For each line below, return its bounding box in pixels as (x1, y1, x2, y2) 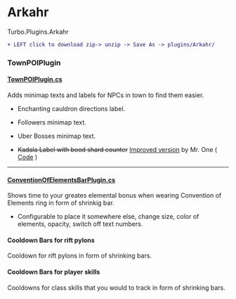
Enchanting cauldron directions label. (17, 104, 126, 113)
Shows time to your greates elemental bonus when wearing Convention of (7, 191, 222, 200)
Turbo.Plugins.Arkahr (7, 27, 69, 36)
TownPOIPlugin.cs (7, 75, 63, 84)
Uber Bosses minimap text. (17, 132, 96, 140)
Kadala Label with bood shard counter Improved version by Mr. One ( (17, 145, 218, 153)
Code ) (17, 153, 38, 161)
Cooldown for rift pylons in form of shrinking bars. (7, 251, 152, 260)
